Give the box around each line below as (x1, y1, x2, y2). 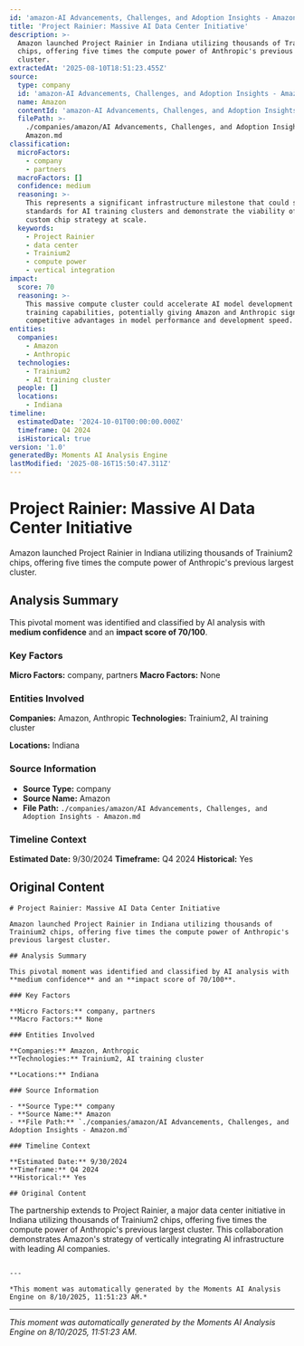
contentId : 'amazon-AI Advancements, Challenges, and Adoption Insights (17, 106, 298, 115)
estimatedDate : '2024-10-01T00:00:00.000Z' (17, 417, 184, 426)
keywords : (17, 224, 54, 233)
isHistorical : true (17, 434, 91, 444)
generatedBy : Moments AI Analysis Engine (9, 451, 168, 460)
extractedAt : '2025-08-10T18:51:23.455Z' (9, 64, 168, 73)
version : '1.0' (9, 443, 67, 452)
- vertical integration (25, 266, 116, 275)
